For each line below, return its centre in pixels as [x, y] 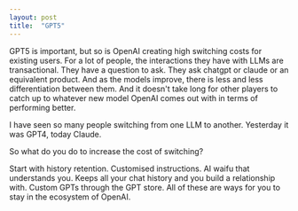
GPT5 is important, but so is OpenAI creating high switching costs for [136, 51]
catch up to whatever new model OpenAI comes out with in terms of [134, 98]
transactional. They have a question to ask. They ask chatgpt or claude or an [149, 70]
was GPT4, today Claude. [55, 134]
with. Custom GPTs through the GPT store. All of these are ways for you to [145, 187]
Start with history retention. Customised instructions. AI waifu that [129, 168]
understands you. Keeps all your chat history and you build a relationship [142, 177]
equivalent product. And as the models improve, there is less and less [136, 79]
